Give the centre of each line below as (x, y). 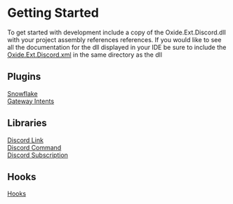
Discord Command (34, 147)
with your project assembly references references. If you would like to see (114, 39)
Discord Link (26, 140)
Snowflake (22, 93)
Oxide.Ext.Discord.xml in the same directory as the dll (85, 55)
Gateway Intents (31, 101)
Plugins (24, 77)
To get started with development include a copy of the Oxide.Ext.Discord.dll (116, 32)
